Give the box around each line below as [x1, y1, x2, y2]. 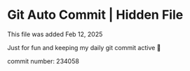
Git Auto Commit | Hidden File [7, 7, 184, 23]
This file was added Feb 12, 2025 [7, 30, 103, 38]
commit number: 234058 [7, 56, 79, 65]
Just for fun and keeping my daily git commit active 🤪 [7, 43, 161, 52]
